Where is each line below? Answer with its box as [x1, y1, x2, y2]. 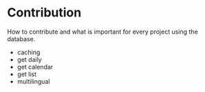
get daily [17, 55, 43, 63]
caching [17, 48, 41, 56]
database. [7, 34, 36, 43]
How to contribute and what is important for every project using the [7, 27, 198, 36]
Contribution [7, 5, 82, 21]
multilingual [17, 77, 50, 85]
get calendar [17, 62, 54, 71]
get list [17, 70, 36, 78]
